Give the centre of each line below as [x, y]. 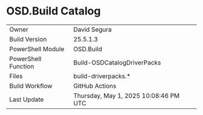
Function [22, 66]
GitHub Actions [95, 85]
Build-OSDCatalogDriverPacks [117, 63]
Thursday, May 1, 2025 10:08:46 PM [127, 96]
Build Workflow [31, 85]
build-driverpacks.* [102, 76]
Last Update [27, 99]
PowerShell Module [37, 49]
